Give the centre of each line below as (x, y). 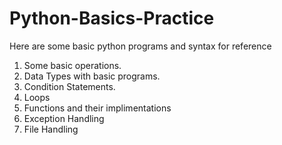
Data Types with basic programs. (92, 76)
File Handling (51, 129)
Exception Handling (64, 118)
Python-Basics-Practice (112, 18)
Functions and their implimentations (97, 108)
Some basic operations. (72, 65)
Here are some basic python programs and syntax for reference (140, 46)
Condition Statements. (69, 86)
